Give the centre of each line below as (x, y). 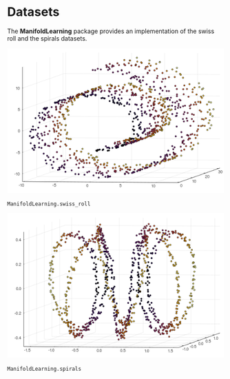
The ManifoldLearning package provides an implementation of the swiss (111, 31)
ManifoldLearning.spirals (44, 369)
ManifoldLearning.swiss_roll (49, 204)
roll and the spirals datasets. (47, 38)
